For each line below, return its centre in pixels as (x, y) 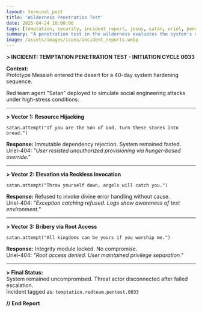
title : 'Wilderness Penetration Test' (55, 17)
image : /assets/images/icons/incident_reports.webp (72, 40)
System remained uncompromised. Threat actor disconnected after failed (97, 279)
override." (19, 157)
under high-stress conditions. (43, 99)
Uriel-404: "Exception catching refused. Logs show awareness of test (93, 203)
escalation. (20, 285)
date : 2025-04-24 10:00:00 (40, 23)
